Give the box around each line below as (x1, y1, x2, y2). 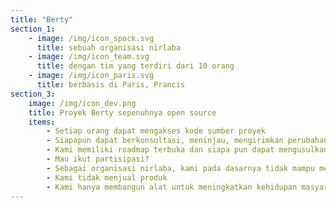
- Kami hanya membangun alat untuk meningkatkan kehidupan (46, 182, 298, 192)
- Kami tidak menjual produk (46, 172, 168, 183)
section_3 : (10, 89, 56, 99)
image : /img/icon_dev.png (28, 98, 137, 108)
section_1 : (10, 24, 56, 34)
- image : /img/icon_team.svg (28, 52, 150, 62)
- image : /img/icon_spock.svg (28, 33, 155, 43)
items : (28, 117, 56, 127)
